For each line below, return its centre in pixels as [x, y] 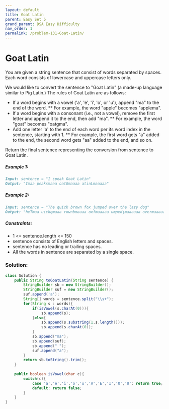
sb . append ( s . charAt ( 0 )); [67, 327]
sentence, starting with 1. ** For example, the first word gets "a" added [86, 135]
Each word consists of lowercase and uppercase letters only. [68, 77]
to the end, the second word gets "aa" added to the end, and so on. [82, 140]
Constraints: [19, 223]
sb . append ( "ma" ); [50, 337]
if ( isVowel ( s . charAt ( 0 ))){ [60, 308]
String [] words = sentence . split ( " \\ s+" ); [68, 299]
